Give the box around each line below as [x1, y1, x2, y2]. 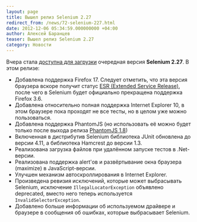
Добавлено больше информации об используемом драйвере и [14, 202, 176, 210]
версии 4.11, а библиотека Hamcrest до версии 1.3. [14, 139, 142, 146]
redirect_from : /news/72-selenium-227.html [6, 20, 116, 26]
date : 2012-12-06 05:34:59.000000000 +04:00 [6, 25, 118, 32]
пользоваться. [14, 114, 52, 121]
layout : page [6, 8, 39, 15]
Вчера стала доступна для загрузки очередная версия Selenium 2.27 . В [6, 58, 189, 65]
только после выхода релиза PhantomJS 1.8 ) [14, 126, 128, 134]
